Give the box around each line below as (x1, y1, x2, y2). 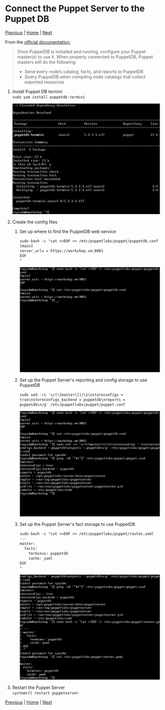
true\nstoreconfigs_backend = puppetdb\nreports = (19, 397, 126, 403)
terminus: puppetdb (28, 551, 69, 556)
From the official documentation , (5, 39, 71, 45)
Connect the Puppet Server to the (5, 3, 145, 14)
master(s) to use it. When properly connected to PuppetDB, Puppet (17, 54, 153, 59)
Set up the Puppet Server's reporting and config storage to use (19, 377, 147, 383)
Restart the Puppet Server (12, 684, 65, 690)
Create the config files (12, 219, 57, 225)
